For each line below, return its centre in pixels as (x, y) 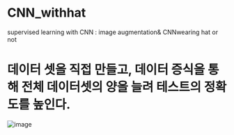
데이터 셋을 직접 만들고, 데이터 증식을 (106, 70)
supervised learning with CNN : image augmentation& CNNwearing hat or (112, 32)
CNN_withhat (47, 13)
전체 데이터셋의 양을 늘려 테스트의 (111, 87)
